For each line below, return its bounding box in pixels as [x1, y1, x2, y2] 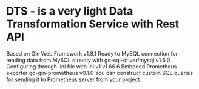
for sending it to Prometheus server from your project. [6, 76, 141, 83]
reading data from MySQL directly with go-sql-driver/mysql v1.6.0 [6, 56, 170, 64]
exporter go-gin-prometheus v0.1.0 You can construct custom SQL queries [6, 69, 193, 76]
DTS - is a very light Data [6, 4, 133, 18]
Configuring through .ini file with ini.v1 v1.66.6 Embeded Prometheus [6, 62, 177, 70]
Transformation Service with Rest [6, 17, 180, 31]
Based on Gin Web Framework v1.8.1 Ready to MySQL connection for [6, 50, 178, 57]
